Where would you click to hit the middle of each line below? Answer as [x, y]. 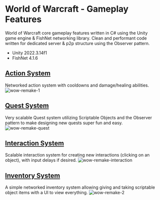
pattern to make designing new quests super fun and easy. [64, 123]
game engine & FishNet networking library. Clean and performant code [76, 38]
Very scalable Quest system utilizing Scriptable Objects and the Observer [79, 117]
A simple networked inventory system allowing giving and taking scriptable [80, 187]
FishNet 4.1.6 [25, 58]
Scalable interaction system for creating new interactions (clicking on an [77, 155]
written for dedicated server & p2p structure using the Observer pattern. [77, 43]
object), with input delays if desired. [41, 160]
